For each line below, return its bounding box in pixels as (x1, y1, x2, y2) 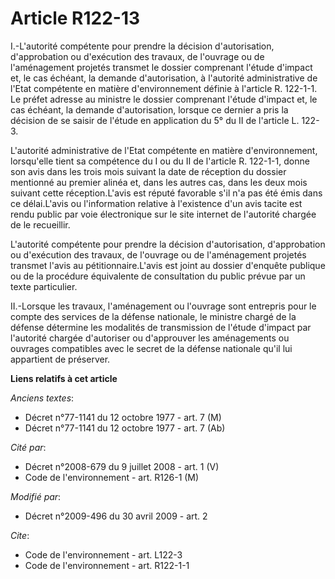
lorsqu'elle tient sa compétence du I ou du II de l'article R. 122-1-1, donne (10, 155, 310, 167)
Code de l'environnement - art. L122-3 (24, 548, 183, 561)
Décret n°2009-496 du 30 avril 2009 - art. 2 (24, 510, 208, 522)
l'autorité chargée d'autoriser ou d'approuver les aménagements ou (10, 332, 290, 344)
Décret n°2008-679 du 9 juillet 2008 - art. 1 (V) (24, 460, 220, 472)
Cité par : (10, 441, 47, 453)
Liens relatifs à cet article (10, 372, 118, 384)
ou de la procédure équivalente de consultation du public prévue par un (10, 270, 306, 282)
